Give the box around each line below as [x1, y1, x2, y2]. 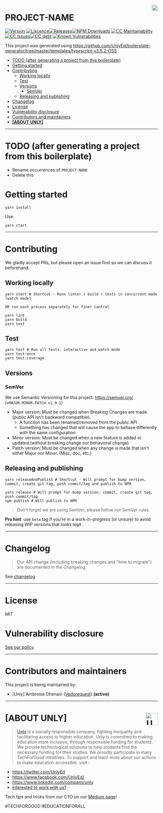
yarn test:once [5, 351, 36, 356]
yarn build [5, 317, 27, 322]
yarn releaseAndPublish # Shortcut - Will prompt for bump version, [5, 477, 147, 482]
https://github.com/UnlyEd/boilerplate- [73, 43, 151, 48]
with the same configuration [19, 430, 76, 436]
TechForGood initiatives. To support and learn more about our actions [16, 754, 156, 760]
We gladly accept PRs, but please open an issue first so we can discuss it [5, 259, 152, 265]
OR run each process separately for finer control [5, 304, 110, 309]
